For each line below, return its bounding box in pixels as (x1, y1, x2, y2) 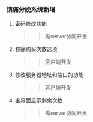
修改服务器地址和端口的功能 (14, 71, 84, 79)
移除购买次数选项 (14, 46, 58, 53)
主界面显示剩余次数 (14, 97, 63, 104)
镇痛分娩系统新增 (6, 5, 56, 13)
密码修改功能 (14, 20, 47, 28)
